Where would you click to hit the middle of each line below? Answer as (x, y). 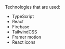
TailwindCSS (25, 32)
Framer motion (26, 37)
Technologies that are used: (32, 7)
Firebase (21, 27)
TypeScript (23, 16)
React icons (24, 42)
